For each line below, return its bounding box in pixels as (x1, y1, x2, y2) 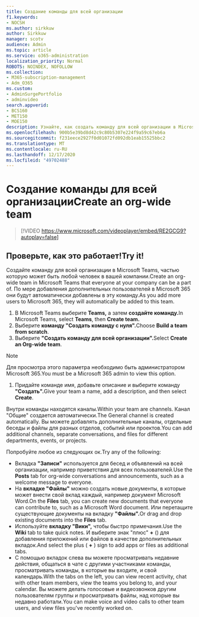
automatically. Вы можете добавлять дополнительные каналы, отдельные (6, 418, 192, 425)
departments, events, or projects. (6, 437, 88, 444)
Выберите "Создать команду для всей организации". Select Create (14, 335, 188, 341)
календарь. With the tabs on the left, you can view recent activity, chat (14, 573, 187, 580)
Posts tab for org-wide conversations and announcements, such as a (14, 473, 184, 479)
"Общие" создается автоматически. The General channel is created (6, 412, 174, 419)
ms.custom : (6, 86, 33, 92)
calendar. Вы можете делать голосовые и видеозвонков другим (14, 586, 176, 592)
